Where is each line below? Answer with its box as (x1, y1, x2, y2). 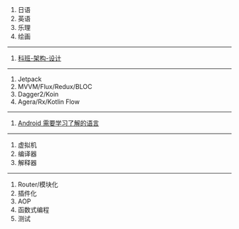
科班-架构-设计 (17, 54, 62, 62)
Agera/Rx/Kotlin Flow (17, 97, 80, 106)
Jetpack (17, 75, 42, 83)
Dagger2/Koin (17, 90, 59, 98)
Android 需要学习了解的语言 (17, 119, 100, 127)
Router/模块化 (17, 180, 58, 188)
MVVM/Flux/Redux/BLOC (17, 82, 92, 90)
